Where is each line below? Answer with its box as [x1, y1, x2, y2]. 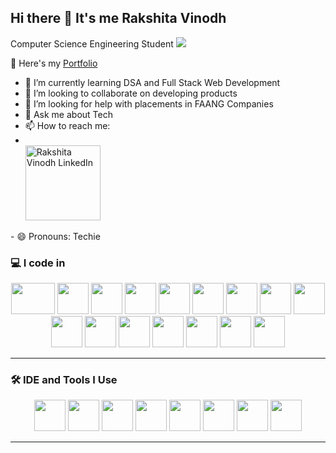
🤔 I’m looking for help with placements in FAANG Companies [24, 97, 274, 110]
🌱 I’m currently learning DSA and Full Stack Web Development [24, 76, 281, 88]
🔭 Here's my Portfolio [10, 57, 98, 69]
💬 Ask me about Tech [24, 108, 113, 120]
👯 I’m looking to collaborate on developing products [24, 87, 238, 99]
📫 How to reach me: [24, 119, 111, 131]
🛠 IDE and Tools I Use [10, 373, 118, 387]
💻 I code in [10, 256, 66, 270]
